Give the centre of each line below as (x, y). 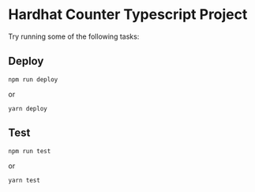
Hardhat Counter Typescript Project (128, 15)
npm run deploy (33, 79)
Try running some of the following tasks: (74, 36)
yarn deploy (28, 108)
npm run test (30, 151)
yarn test (24, 180)
